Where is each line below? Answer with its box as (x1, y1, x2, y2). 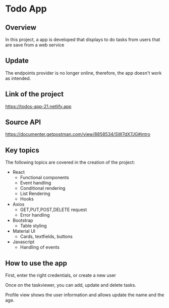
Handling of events (20, 244, 60, 250)
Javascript (12, 239, 35, 245)
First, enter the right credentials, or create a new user (5, 272, 116, 278)
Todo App (5, 3, 47, 15)
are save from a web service (5, 42, 65, 48)
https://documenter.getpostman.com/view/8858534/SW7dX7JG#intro (5, 131, 150, 137)
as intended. (5, 75, 31, 81)
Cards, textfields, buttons (20, 233, 73, 240)
